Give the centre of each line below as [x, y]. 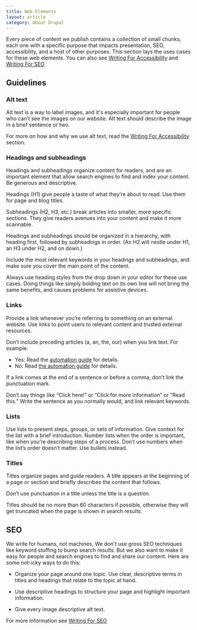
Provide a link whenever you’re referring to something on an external [89, 318]
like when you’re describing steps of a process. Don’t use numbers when [95, 441]
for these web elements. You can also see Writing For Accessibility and [92, 58]
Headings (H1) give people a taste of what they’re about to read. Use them [96, 194]
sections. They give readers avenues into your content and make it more [94, 218]
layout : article [26, 17]
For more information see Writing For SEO [57, 621]
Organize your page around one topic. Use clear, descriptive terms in [98, 574]
